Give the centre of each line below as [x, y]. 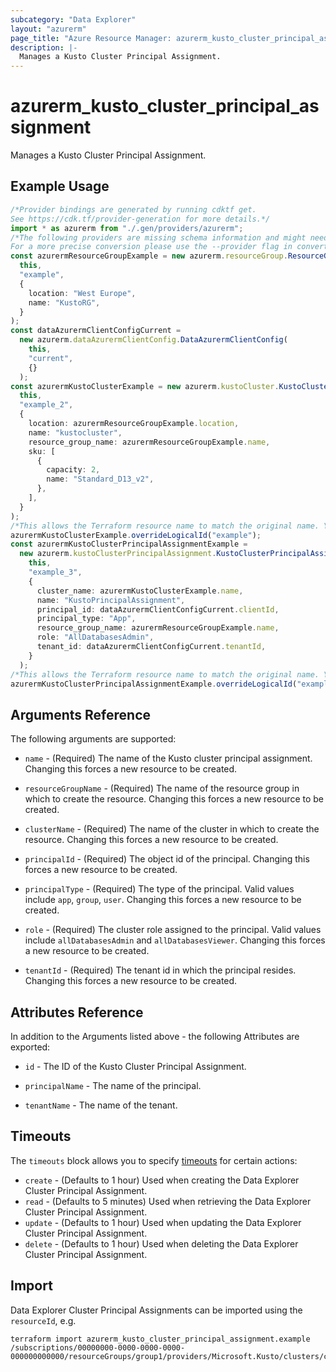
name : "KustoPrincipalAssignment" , [111, 600]
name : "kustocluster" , [75, 432]
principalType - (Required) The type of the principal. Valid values [159, 889]
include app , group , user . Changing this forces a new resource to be [163, 900]
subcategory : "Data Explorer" [73, 19]
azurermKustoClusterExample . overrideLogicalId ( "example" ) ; [136, 535]
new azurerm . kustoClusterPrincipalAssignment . [118, 554]
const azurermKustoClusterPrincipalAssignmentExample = [129, 544]
